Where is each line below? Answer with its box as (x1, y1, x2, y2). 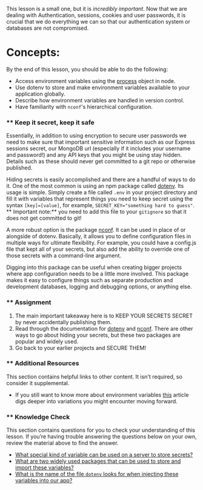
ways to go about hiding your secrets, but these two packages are (15, 331, 181, 339)
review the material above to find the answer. (6, 439, 119, 447)
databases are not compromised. (6, 24, 89, 31)
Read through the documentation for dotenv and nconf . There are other (15, 325, 193, 332)
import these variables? (15, 464, 74, 471)
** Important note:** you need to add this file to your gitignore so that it (6, 208, 187, 216)
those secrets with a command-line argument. (6, 252, 121, 259)
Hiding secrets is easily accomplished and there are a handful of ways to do (6, 176, 196, 184)
